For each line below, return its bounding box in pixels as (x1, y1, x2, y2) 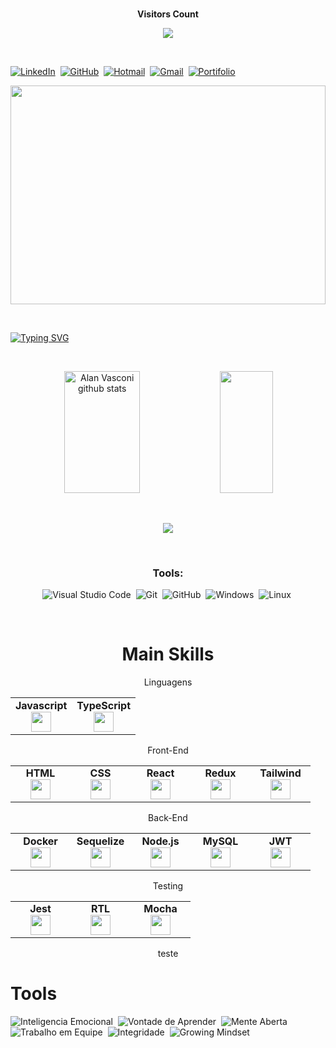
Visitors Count (137, 8, 199, 20)
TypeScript (76, 698, 132, 712)
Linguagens (143, 676, 193, 688)
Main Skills (121, 643, 215, 666)
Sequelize (76, 834, 125, 848)
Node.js (141, 834, 180, 848)
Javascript (15, 698, 68, 712)
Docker (23, 834, 58, 848)
